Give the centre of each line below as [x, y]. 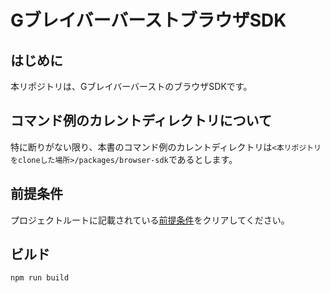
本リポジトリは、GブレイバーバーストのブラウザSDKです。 [131, 86]
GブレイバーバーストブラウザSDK [148, 20]
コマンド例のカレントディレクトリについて [141, 121]
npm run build [40, 278]
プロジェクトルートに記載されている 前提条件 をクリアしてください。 [150, 220]
